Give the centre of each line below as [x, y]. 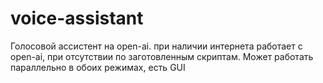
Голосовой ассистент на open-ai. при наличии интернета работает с [156, 46]
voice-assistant [77, 18]
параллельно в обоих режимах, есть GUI [98, 67]
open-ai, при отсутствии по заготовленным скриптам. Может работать [162, 56]
